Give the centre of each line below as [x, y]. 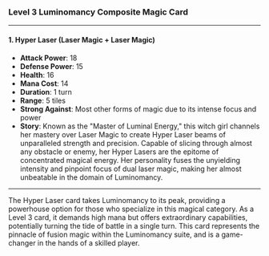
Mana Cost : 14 [44, 83]
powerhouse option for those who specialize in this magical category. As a [131, 209]
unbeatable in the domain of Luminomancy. [91, 177]
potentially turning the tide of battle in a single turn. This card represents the [134, 226]
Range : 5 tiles [43, 100]
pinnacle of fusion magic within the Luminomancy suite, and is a [114, 234]
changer [22, 242]
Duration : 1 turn [46, 91]
